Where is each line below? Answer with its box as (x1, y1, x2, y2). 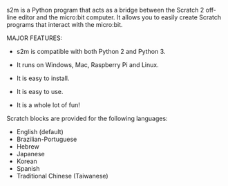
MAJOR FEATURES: (6, 34, 63, 42)
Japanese (16, 150, 46, 158)
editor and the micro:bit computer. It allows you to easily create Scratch (18, 13, 222, 21)
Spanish (16, 165, 40, 172)
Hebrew (16, 142, 39, 151)
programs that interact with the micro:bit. (6, 21, 123, 28)
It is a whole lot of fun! (16, 101, 80, 109)
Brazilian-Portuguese (16, 135, 77, 143)
